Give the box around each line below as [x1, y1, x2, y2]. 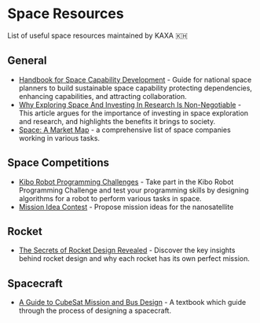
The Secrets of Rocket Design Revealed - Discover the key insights [18, 245, 236, 255]
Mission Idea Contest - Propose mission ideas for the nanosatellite [18, 202, 234, 211]
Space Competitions [7, 156, 110, 170]
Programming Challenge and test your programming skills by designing [18, 185, 249, 195]
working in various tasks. [18, 133, 100, 142]
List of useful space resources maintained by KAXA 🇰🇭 [7, 31, 188, 40]
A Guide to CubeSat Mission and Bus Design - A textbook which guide [18, 298, 247, 307]
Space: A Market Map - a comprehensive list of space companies [18, 125, 231, 134]
